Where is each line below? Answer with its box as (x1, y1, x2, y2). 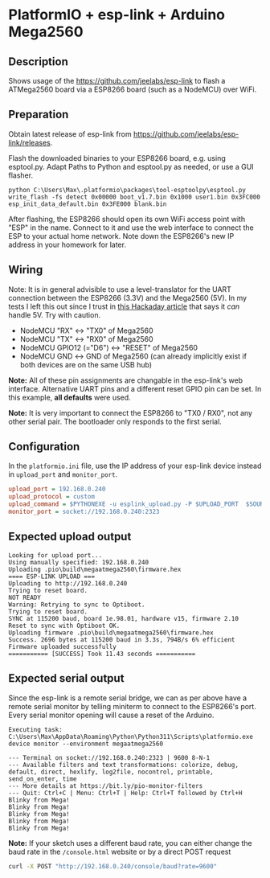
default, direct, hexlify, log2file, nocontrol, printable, (8, 768, 215, 776)
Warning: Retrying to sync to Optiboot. (8, 601, 146, 609)
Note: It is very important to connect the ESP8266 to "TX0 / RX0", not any (8, 408, 253, 417)
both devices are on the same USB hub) (19, 359, 153, 369)
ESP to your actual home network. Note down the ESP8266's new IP (8, 231, 235, 240)
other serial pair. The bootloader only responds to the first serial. (8, 416, 223, 426)
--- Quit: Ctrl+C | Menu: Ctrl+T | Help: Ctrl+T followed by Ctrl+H (8, 789, 243, 797)
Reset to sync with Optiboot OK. (8, 622, 121, 630)
